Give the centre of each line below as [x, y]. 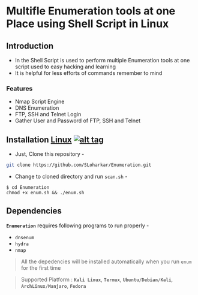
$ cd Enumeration [28, 187]
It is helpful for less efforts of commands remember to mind [88, 73]
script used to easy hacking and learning [65, 67]
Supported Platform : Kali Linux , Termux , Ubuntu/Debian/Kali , [97, 279]
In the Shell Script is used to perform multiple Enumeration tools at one [102, 60]
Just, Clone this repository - [49, 154]
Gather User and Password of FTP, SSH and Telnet [78, 121]
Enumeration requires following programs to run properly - [78, 225]
